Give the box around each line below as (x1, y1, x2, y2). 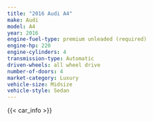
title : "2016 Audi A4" (7, 10, 73, 17)
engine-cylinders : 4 (7, 49, 67, 56)
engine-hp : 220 (7, 42, 51, 49)
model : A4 (7, 23, 36, 30)
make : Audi (7, 17, 39, 24)
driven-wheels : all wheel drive (7, 62, 100, 68)
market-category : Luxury (7, 74, 79, 82)
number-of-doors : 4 (7, 68, 64, 75)
